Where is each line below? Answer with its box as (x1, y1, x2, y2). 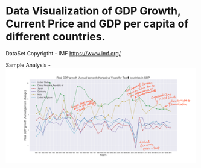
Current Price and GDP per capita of (5, 17, 189, 31)
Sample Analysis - (5, 61, 51, 69)
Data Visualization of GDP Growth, (5, 4, 181, 18)
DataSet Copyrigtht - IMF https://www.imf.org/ (5, 49, 121, 57)
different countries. (5, 30, 106, 43)
